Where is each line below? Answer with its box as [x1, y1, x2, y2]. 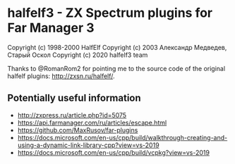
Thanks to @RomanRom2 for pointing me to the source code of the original [7, 64, 226, 72]
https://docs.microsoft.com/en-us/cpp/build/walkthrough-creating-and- [17, 133, 228, 141]
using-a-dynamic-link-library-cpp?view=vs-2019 [17, 141, 160, 149]
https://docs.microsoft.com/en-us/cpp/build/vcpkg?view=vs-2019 [17, 148, 210, 156]
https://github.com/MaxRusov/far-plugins [17, 125, 138, 134]
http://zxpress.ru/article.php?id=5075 [17, 111, 127, 119]
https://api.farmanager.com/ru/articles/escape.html [17, 118, 167, 127]
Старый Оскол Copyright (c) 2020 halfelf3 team [7, 51, 148, 59]
